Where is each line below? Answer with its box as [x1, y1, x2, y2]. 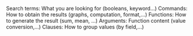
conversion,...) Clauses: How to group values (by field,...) [6, 23, 144, 30]
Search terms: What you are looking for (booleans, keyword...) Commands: [6, 5, 188, 12]
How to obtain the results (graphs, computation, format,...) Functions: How [6, 11, 187, 18]
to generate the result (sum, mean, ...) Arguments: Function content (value [6, 17, 187, 24]
